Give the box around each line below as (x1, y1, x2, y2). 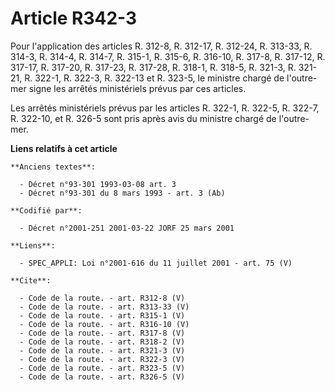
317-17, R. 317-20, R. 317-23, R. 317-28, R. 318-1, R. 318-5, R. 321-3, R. (10, 61, 297, 73)
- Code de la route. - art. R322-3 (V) (19, 354, 186, 364)
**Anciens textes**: (10, 162, 97, 172)
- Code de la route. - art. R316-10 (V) (19, 319, 190, 329)
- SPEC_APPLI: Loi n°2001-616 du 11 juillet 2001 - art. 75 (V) (19, 258, 293, 268)
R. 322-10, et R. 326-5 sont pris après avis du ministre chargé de (10, 112, 277, 124)
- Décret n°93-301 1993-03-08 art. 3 (19, 179, 177, 189)
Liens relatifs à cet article (10, 142, 118, 154)
